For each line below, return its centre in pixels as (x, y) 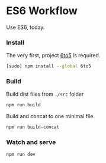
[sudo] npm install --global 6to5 (49, 66)
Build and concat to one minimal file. (51, 116)
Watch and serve (31, 142)
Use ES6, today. (25, 27)
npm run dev (21, 155)
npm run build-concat (33, 127)
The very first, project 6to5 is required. (53, 56)
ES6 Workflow (42, 11)
